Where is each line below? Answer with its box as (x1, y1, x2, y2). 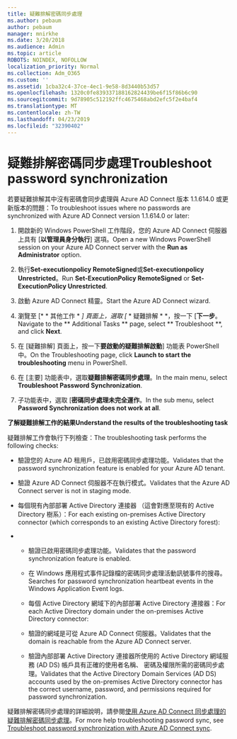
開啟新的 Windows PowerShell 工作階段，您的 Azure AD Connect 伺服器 (17, 226, 228, 235)
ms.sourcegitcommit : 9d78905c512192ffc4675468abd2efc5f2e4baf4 (7, 96, 198, 103)
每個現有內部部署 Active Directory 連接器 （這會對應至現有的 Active (17, 501, 214, 510)
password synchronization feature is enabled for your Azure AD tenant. (17, 464, 225, 473)
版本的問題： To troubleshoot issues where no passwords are (13, 203, 191, 213)
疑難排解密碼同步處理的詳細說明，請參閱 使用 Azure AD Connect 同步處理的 (7, 707, 226, 716)
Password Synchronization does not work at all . (17, 404, 161, 412)
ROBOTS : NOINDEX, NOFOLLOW (7, 57, 87, 64)
